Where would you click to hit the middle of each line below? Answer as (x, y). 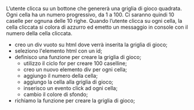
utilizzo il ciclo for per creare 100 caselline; (75, 63)
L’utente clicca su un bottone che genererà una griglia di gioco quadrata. (94, 8)
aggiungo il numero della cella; (61, 76)
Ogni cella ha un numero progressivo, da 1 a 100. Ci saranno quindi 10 (90, 15)
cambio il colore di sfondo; (56, 94)
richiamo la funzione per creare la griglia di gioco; (75, 101)
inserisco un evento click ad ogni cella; (70, 88)
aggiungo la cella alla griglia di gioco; (68, 82)
